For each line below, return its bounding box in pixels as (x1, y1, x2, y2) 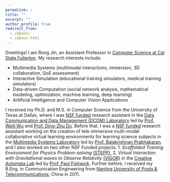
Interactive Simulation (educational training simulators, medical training (12, 75, 161, 81)
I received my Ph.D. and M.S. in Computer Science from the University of (5, 107, 158, 113)
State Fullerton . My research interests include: (5, 55, 101, 61)
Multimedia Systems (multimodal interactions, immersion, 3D (12, 64, 140, 71)
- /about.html (10, 36, 40, 41)
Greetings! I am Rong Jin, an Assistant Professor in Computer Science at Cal (5, 49, 165, 56)
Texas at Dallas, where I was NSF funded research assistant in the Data (5, 112, 154, 118)
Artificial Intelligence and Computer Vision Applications (12, 97, 128, 103)
